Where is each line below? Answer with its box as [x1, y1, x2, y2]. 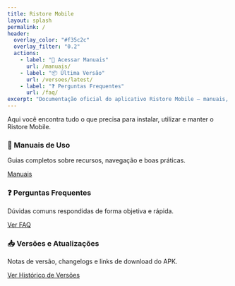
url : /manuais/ [25, 63, 71, 70]
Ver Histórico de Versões [7, 270, 80, 279]
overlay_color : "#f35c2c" [13, 37, 90, 44]
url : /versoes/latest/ [25, 76, 93, 83]
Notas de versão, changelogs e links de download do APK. [7, 257, 178, 266]
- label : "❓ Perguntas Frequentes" [20, 83, 125, 90]
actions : [13, 50, 40, 57]
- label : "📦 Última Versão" [20, 69, 105, 76]
